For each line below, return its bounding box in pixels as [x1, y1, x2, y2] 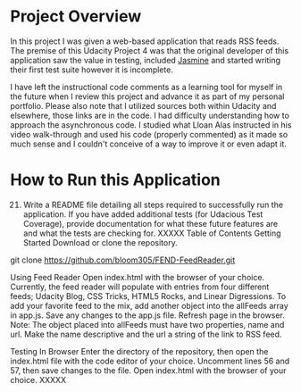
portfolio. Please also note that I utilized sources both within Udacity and [10, 100, 277, 111]
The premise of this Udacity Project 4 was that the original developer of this [10, 45, 289, 55]
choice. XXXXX [10, 374, 66, 385]
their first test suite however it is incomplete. [10, 64, 173, 75]
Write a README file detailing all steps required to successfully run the [22, 199, 284, 210]
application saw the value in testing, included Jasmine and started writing [10, 54, 280, 65]
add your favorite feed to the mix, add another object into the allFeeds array [10, 300, 288, 311]
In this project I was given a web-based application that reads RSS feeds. [10, 36, 280, 46]
